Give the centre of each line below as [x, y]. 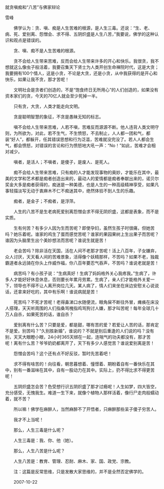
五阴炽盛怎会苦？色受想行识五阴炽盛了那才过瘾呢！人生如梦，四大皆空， [86, 386]
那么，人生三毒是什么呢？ [39, 430]
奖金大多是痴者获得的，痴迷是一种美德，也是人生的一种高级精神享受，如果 [80, 185]
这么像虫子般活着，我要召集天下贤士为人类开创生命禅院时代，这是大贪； [86, 67]
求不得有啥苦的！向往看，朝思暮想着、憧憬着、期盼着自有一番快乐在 [82, 364]
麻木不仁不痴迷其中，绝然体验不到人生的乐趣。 [90, 191]
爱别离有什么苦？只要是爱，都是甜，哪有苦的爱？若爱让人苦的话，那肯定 [86, 325]
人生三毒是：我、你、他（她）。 [44, 440]
